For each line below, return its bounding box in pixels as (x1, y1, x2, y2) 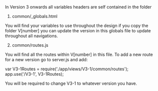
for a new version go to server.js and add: (5, 57, 88, 62)
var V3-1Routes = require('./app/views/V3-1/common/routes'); (5, 66, 129, 72)
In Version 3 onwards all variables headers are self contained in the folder (5, 4, 152, 10)
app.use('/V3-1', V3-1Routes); (5, 71, 64, 77)
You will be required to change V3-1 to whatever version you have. (5, 80, 137, 86)
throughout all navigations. (5, 33, 58, 39)
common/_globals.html (12, 13, 58, 19)
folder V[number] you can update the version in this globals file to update (5, 28, 151, 33)
